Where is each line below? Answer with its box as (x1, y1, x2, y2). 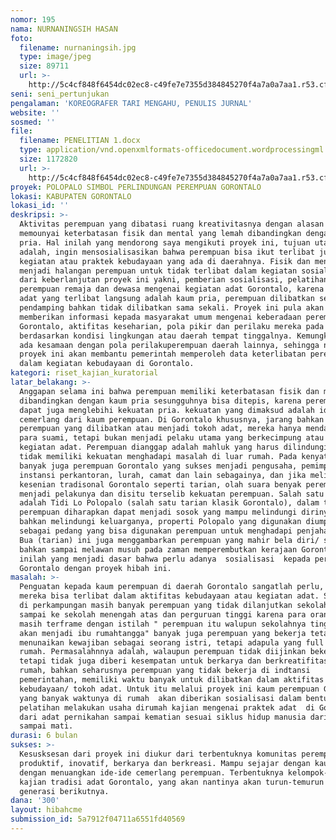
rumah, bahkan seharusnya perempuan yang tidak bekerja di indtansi (19, 666, 311, 676)
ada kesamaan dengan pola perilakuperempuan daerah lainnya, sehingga (19, 340, 320, 350)
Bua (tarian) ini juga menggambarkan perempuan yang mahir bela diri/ (19, 535, 320, 545)
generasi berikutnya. (19, 786, 110, 796)
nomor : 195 (10, 14, 56, 25)
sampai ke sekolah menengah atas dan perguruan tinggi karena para (19, 609, 307, 620)
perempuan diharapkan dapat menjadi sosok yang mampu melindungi (19, 507, 298, 518)
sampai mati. (19, 721, 74, 731)
